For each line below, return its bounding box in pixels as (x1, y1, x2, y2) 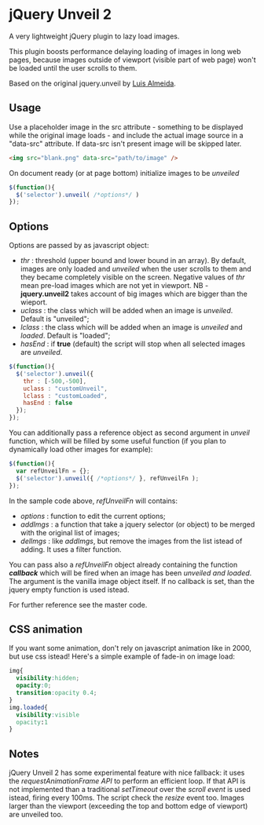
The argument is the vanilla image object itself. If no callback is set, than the (9, 576, 255, 586)
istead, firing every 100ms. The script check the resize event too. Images (9, 793, 244, 802)
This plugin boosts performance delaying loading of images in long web (9, 46, 241, 56)
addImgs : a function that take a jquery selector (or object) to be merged (20, 520, 255, 529)
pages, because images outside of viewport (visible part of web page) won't (9, 55, 256, 64)
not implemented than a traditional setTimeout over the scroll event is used (9, 785, 251, 794)
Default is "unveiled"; (20, 314, 90, 323)
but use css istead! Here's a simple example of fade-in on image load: (9, 652, 235, 661)
